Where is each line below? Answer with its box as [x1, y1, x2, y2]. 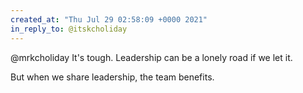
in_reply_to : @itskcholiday [10, 24, 128, 34]
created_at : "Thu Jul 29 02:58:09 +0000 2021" [10, 14, 208, 25]
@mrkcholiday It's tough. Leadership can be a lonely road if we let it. [10, 51, 293, 63]
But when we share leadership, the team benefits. [10, 71, 215, 83]
